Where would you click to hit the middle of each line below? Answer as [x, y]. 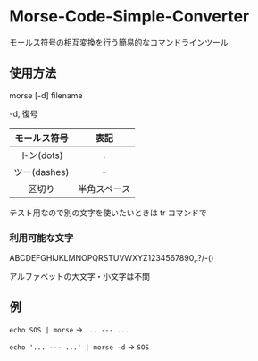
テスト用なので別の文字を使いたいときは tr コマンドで [108, 213]
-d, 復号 [24, 113]
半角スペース [104, 189]
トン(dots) [42, 155]
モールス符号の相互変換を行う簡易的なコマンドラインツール [119, 42]
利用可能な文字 [42, 238]
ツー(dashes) [42, 172]
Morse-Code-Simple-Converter [129, 17]
